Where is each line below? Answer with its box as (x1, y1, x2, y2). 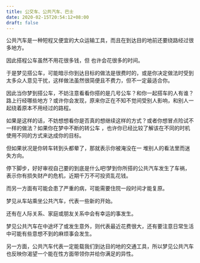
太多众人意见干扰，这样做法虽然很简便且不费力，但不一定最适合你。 (6, 77, 173, 84)
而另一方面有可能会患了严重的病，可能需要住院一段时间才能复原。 (6, 185, 168, 192)
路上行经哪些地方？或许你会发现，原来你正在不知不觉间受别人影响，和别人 (6, 97, 189, 104)
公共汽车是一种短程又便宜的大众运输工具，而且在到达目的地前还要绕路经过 (6, 37, 189, 44)
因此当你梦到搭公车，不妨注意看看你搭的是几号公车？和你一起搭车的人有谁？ (6, 90, 194, 97)
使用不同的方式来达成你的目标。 (6, 132, 85, 139)
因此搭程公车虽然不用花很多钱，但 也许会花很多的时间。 (6, 57, 143, 64)
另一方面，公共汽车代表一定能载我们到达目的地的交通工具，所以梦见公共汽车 (6, 243, 194, 250)
